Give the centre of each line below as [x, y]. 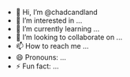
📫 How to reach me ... [52, 46]
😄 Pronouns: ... [41, 57]
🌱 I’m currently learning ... [58, 29]
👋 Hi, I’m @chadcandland [57, 12]
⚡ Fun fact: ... [37, 66]
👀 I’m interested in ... [49, 20]
